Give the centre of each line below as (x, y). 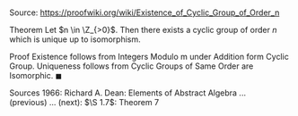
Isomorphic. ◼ (36, 76)
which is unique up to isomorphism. (75, 39)
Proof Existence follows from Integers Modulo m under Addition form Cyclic (149, 57)
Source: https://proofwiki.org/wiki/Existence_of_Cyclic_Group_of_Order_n (145, 12)
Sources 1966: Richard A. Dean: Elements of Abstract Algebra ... (128, 93)
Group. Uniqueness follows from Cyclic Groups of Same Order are (131, 66)
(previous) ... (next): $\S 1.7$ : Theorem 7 (84, 103)
